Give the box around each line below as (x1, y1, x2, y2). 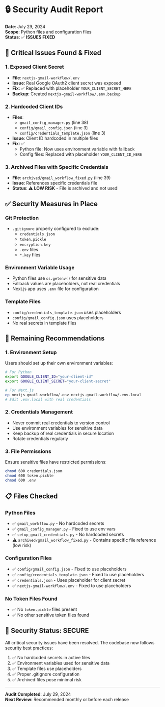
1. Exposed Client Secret (5, 64, 64, 71)
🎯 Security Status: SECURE (5, 627, 89, 635)
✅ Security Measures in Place (5, 199, 98, 208)
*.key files (19, 252, 41, 258)
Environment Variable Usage (5, 264, 75, 271)
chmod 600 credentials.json (5, 469, 63, 474)
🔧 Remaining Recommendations (5, 334, 105, 342)
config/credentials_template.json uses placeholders (12, 309, 121, 315)
